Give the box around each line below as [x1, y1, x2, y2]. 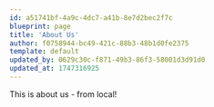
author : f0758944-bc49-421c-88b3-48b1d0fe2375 [9, 38, 189, 48]
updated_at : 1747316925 [9, 64, 100, 73]
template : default [9, 47, 79, 56]
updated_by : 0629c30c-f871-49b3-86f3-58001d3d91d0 [9, 55, 206, 64]
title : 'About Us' [9, 30, 79, 39]
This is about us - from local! [9, 88, 117, 100]
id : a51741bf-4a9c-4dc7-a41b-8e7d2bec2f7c [9, 13, 173, 23]
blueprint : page [9, 22, 71, 31]
